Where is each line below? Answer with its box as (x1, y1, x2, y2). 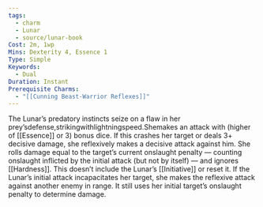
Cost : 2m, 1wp (8, 41, 55, 49)
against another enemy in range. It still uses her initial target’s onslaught (8, 181, 242, 190)
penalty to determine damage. (8, 190, 107, 199)
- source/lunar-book (15, 33, 83, 42)
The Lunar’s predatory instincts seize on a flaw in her (8, 114, 181, 123)
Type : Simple (8, 56, 51, 64)
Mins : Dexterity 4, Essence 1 (8, 48, 108, 56)
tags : (8, 11, 26, 20)
